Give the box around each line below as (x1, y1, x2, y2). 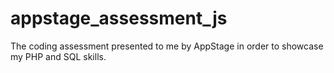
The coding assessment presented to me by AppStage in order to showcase (10, 40, 324, 52)
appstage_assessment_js (10, 7, 228, 30)
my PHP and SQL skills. (10, 50, 107, 62)
